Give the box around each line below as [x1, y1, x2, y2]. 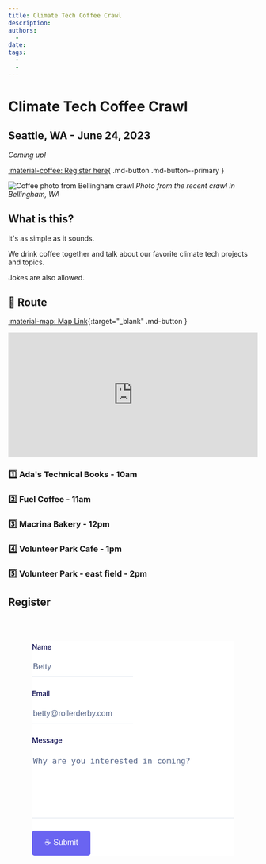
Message [32, 735, 63, 745]
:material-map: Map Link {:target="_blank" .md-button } [8, 317, 188, 326]
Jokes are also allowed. [8, 272, 85, 282]
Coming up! [8, 150, 46, 160]
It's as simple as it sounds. [8, 233, 95, 243]
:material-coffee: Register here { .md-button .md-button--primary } [8, 165, 225, 175]
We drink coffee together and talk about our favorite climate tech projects [8, 249, 248, 258]
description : [8, 19, 51, 27]
